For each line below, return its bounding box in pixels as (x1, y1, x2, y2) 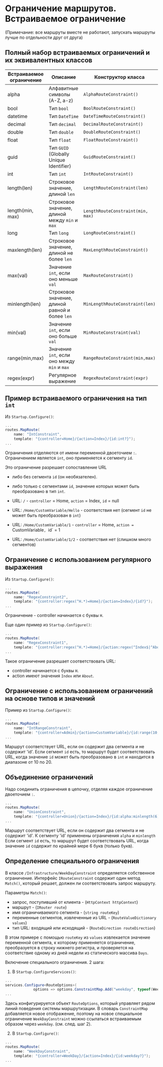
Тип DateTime (49, 113, 79, 120)
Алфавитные (49, 85, 79, 91)
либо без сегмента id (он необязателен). (12, 473, 98, 479)
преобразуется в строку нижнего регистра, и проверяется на (5, 945, 133, 950)
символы (49, 91, 70, 98)
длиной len (49, 191, 75, 197)
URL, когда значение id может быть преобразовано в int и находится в (5, 754, 154, 760)
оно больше (49, 332, 77, 339)
